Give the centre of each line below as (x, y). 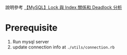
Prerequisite (31, 28)
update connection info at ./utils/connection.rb (63, 47)
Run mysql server (31, 41)
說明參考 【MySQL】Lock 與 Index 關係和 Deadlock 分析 (64, 7)
